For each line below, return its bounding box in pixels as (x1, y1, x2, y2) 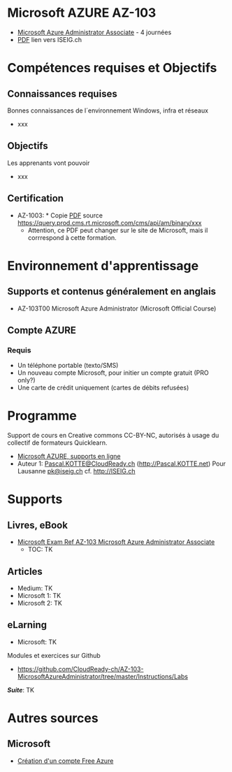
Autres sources (7, 710, 99, 726)
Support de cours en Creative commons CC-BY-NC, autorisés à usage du (7, 431, 219, 440)
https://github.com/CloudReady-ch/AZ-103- (17, 664, 144, 673)
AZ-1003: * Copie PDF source (17, 211, 103, 220)
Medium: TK (17, 584, 53, 592)
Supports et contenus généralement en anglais (7, 285, 217, 298)
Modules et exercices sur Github (7, 651, 101, 659)
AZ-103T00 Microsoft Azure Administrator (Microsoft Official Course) (17, 304, 217, 313)
